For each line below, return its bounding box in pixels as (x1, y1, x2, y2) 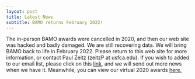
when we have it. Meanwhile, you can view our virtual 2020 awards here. (6, 67, 182, 74)
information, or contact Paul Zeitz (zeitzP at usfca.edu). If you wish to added (6, 54, 190, 61)
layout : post (6, 8, 38, 15)
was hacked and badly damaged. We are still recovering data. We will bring (6, 42, 187, 49)
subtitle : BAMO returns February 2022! (6, 19, 103, 25)
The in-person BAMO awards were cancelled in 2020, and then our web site (6, 36, 190, 43)
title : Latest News (6, 14, 54, 20)
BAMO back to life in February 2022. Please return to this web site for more (6, 48, 187, 55)
